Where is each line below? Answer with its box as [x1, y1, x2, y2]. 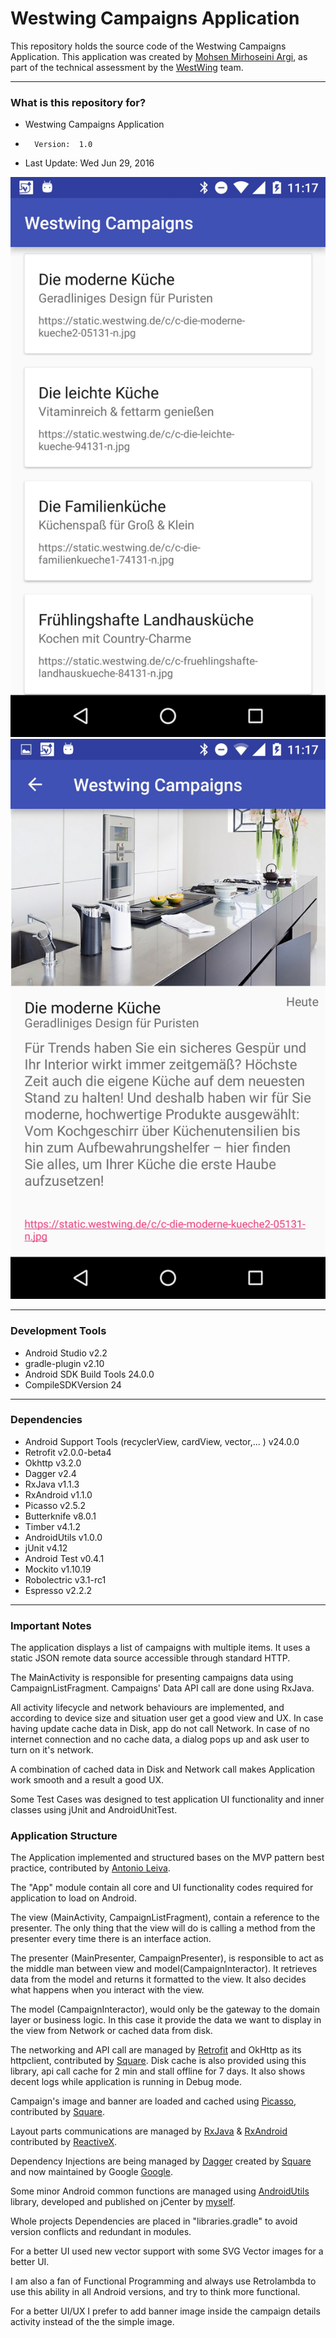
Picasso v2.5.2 [24, 1499, 86, 1511]
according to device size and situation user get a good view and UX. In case [10, 1712, 324, 1724]
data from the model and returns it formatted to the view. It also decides [10, 1973, 307, 1986]
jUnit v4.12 [24, 1542, 68, 1554]
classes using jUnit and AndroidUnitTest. [10, 1804, 178, 1816]
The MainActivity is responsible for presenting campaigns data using [10, 1672, 294, 1684]
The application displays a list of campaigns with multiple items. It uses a [10, 1642, 311, 1654]
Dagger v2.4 [24, 1467, 77, 1479]
